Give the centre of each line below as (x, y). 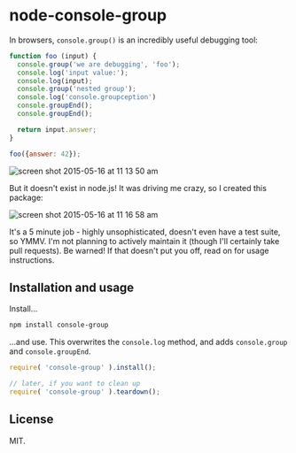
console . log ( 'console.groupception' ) (87, 97)
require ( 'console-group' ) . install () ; (83, 368)
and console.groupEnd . (50, 351)
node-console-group (88, 15)
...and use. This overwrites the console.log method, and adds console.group (148, 342)
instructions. (32, 260)
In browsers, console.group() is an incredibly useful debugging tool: (134, 40)
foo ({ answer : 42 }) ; (45, 154)
